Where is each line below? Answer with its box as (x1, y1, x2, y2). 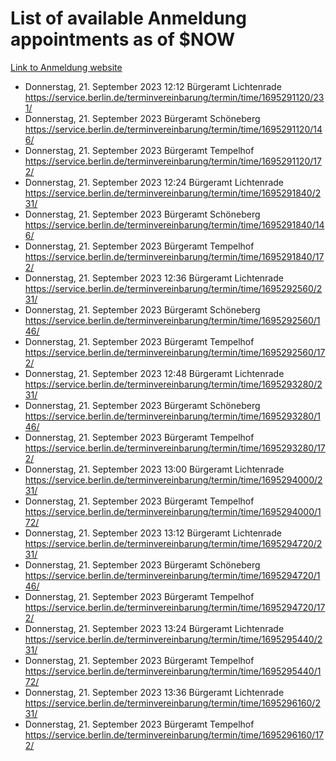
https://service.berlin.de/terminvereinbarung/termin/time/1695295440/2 (24, 633, 323, 645)
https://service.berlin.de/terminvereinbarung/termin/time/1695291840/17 (24, 250, 325, 262)
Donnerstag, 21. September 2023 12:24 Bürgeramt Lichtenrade (24, 176, 284, 188)
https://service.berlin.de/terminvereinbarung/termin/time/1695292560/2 (24, 282, 323, 294)
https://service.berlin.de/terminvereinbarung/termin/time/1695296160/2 (24, 697, 321, 709)
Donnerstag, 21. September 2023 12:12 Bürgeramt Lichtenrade (24, 80, 282, 92)
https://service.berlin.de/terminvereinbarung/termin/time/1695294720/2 (24, 537, 323, 549)
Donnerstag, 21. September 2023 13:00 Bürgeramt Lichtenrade (24, 463, 285, 475)
